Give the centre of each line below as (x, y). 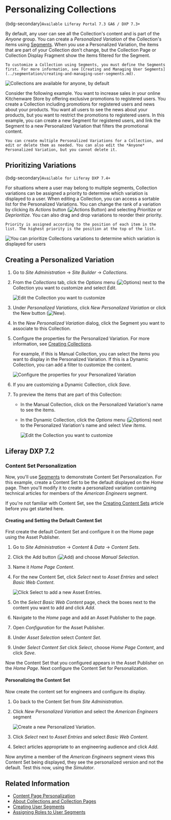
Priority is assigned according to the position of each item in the (81, 224)
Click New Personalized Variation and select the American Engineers (85, 711)
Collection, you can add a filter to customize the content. (72, 365)
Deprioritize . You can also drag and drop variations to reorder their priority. (84, 215)
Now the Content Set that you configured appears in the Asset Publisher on (84, 663)
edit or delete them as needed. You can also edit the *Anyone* (75, 145)
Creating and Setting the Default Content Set (54, 520)
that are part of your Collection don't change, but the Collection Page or (81, 50)
